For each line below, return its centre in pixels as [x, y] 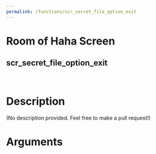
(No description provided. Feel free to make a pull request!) [79, 118]
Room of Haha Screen [61, 41]
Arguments [35, 142]
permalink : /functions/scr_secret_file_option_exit [71, 12]
